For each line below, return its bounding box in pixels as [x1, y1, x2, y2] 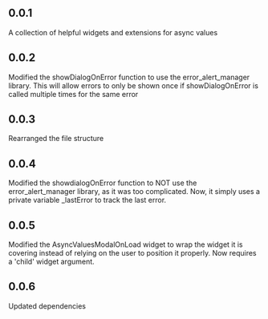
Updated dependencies [8, 301, 87, 311]
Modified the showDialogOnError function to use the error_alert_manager [8, 72, 250, 82]
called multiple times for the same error [8, 89, 139, 99]
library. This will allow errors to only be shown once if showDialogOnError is [8, 80, 259, 91]
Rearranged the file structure [8, 134, 104, 143]
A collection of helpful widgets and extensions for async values [8, 27, 218, 37]
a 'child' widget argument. [8, 256, 95, 267]
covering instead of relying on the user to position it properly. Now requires [8, 248, 257, 258]
